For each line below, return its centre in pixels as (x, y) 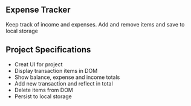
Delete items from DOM (44, 90)
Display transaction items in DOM (56, 70)
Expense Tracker (38, 10)
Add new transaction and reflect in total (63, 83)
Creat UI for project (38, 64)
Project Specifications (48, 50)
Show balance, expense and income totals (67, 77)
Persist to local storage (43, 96)
